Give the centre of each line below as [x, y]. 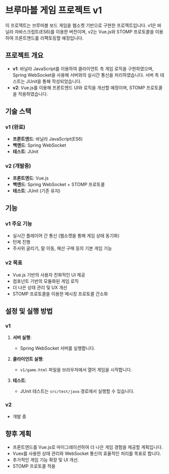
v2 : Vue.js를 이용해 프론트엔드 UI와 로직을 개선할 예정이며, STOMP [79, 88]
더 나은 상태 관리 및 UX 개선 [40, 287]
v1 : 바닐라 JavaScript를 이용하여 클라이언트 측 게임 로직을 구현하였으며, [83, 68]
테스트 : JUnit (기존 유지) [36, 191]
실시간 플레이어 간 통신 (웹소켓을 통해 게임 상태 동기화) [66, 236]
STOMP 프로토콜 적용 [34, 466]
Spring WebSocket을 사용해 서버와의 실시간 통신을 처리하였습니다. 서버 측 [86, 75]
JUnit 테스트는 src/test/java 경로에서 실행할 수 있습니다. [77, 391]
